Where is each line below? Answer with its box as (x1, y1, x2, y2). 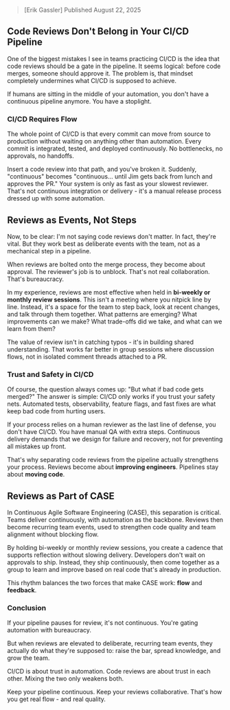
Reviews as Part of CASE (7, 490, 115, 502)
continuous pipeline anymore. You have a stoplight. (7, 97, 152, 105)
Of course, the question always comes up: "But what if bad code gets (7, 385, 204, 393)
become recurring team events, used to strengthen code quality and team (7, 523, 216, 531)
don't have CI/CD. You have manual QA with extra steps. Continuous (7, 428, 200, 436)
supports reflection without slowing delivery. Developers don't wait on (7, 551, 206, 559)
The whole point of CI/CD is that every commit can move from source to (7, 130, 211, 138)
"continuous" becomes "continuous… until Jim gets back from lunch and (7, 172, 213, 181)
